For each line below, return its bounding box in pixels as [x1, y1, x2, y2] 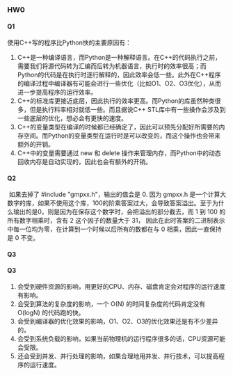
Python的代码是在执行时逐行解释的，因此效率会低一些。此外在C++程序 [17, 71, 221, 79]
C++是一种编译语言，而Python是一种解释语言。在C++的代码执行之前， [17, 54, 221, 62]
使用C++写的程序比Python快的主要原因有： [7, 38, 132, 47]
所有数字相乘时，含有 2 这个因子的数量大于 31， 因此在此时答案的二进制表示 [7, 216, 225, 225]
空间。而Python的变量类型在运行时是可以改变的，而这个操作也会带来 [23, 131, 221, 140]
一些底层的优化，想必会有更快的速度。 [17, 114, 127, 122]
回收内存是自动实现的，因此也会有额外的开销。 [17, 158, 152, 166]
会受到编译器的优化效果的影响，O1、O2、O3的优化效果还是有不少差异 [17, 317, 218, 326]
